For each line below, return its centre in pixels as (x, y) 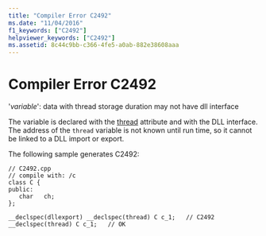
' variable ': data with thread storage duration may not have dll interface (124, 106)
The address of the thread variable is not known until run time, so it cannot (130, 130)
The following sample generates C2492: (74, 154)
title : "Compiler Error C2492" (60, 15)
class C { (25, 183)
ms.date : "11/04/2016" (46, 23)
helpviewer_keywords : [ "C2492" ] (62, 38)
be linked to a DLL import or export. (66, 139)
